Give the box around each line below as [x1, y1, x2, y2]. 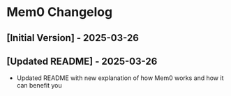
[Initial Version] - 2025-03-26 [6, 32, 139, 44]
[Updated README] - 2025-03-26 [6, 55, 158, 67]
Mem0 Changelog [6, 4, 113, 20]
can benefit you [16, 81, 62, 90]
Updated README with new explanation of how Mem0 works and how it [16, 74, 224, 82]
